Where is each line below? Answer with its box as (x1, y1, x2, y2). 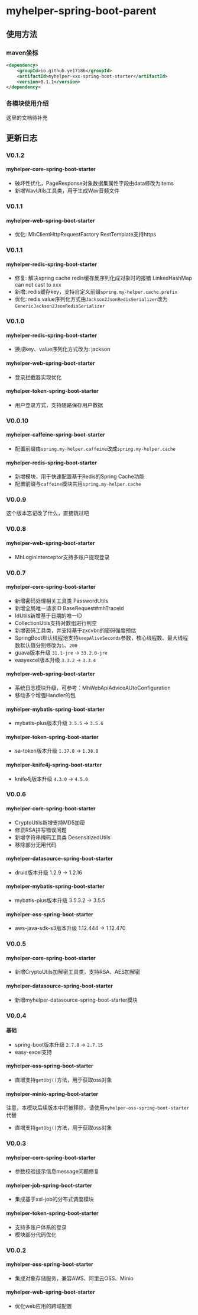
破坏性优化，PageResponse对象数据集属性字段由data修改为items (14, 179, 174, 187)
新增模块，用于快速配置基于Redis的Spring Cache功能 (14, 473, 145, 480)
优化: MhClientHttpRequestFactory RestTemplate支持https (14, 231, 157, 238)
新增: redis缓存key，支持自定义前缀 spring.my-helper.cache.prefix (14, 288, 178, 296)
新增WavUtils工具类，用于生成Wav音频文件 (14, 187, 120, 194)
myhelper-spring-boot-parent (6, 4, 157, 18)
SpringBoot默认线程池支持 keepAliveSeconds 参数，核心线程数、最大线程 (14, 634, 189, 641)
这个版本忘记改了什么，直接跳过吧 (6, 509, 89, 517)
